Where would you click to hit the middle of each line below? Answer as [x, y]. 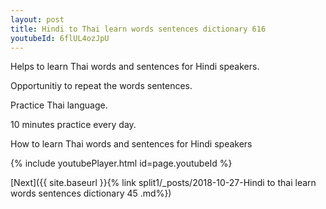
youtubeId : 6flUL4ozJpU [60, 38]
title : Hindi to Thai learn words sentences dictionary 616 [138, 29]
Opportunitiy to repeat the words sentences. [101, 86]
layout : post [37, 19]
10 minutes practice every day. [73, 125]
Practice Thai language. [59, 105]
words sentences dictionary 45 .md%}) [91, 193]
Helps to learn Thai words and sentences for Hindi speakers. [135, 67]
